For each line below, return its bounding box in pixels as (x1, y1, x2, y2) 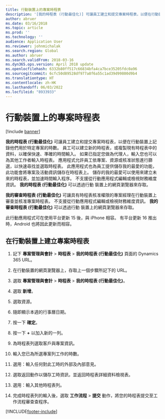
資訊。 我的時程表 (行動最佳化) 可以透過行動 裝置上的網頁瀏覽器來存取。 (5, 182, 151, 188)
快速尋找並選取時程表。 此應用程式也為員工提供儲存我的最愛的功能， (18, 163, 157, 169)
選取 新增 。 (12, 288, 36, 294)
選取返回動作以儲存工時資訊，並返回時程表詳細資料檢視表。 (12, 372, 133, 378)
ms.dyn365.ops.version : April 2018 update (5, 62, 94, 67)
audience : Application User (5, 39, 63, 44)
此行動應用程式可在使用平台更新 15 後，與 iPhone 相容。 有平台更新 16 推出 (5, 215, 157, 221)
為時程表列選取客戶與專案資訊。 (12, 340, 77, 346)
